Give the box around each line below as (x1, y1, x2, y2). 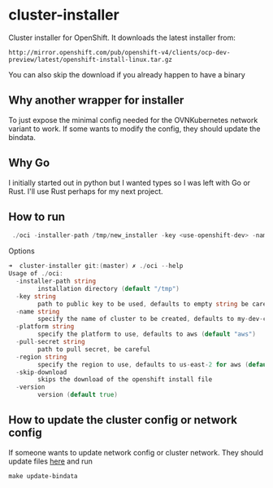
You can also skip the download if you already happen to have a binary (8, 69, 245, 79)
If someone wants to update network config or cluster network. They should (8, 447, 264, 457)
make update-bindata (8, 472, 79, 480)
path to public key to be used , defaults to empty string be (37, 300, 249, 308)
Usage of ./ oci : (8, 270, 63, 278)
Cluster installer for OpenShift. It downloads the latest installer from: (8, 33, 236, 42)
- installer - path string (15, 277, 96, 285)
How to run (8, 209, 66, 223)
